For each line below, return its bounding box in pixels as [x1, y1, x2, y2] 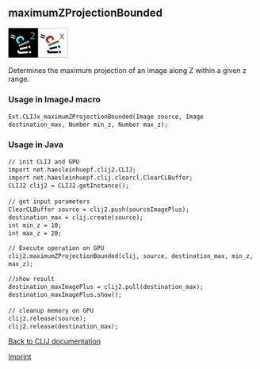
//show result [8, 275, 55, 283]
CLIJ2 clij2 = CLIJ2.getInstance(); [8, 182, 129, 190]
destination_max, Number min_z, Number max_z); [8, 121, 169, 129]
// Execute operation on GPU [8, 244, 105, 252]
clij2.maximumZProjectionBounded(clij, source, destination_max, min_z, [8, 252, 254, 260]
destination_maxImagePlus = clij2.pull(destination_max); [8, 283, 204, 291]
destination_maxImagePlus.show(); [8, 291, 123, 299]
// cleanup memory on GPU [8, 307, 94, 315]
